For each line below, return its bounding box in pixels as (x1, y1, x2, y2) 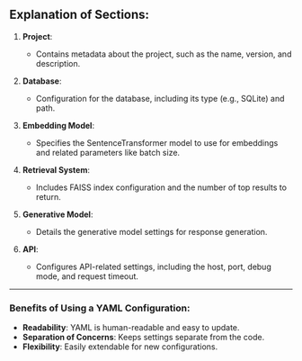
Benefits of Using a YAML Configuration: (9, 302, 191, 314)
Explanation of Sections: (9, 7, 150, 23)
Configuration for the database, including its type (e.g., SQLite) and (35, 93, 285, 104)
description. (35, 58, 81, 68)
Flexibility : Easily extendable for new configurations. (22, 341, 218, 352)
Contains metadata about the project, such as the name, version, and (35, 49, 292, 59)
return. (35, 191, 61, 202)
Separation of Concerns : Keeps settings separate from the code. (22, 332, 265, 343)
